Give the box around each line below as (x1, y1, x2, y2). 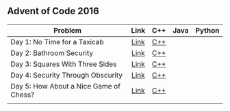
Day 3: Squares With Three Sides (10, 59, 117, 69)
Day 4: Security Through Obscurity (10, 70, 123, 80)
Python (195, 25, 220, 35)
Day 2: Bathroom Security (10, 48, 94, 57)
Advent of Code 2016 (7, 5, 99, 17)
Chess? (10, 90, 35, 99)
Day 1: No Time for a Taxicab (10, 37, 104, 46)
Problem (53, 25, 82, 35)
